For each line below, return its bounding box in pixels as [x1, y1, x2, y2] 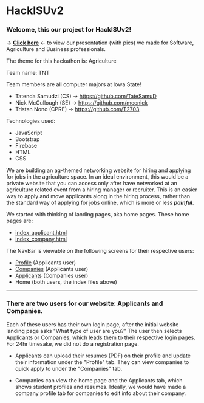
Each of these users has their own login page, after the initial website [6, 320, 179, 328]
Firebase [15, 142, 38, 150]
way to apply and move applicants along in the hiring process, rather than [6, 193, 191, 200]
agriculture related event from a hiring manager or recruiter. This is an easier [6, 186, 198, 193]
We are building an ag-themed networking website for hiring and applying [6, 167, 191, 174]
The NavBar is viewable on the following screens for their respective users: [6, 247, 194, 255]
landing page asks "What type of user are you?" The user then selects [6, 327, 182, 334]
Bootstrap [15, 136, 40, 143]
